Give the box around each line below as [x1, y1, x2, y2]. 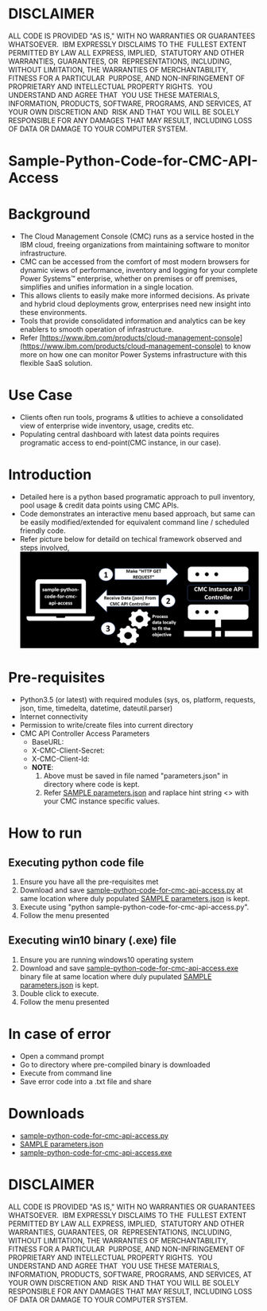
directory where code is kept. [43, 780, 141, 789]
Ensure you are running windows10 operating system [19, 955, 194, 964]
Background [8, 205, 91, 224]
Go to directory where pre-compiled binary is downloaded [19, 1060, 211, 1069]
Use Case [8, 387, 73, 404]
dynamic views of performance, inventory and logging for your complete [19, 266, 258, 275]
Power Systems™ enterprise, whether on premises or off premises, [19, 274, 238, 283]
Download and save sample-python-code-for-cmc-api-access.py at [19, 885, 244, 895]
